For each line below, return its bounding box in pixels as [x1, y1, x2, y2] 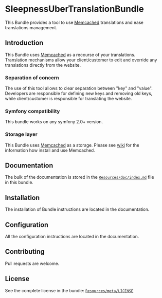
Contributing [5, 247, 45, 256]
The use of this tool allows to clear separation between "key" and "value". [5, 85, 153, 91]
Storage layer [5, 131, 38, 138]
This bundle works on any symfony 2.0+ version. [5, 119, 103, 125]
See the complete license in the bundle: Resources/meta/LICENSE [5, 287, 134, 293]
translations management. [5, 24, 57, 30]
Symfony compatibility [5, 108, 60, 114]
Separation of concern [5, 74, 59, 81]
